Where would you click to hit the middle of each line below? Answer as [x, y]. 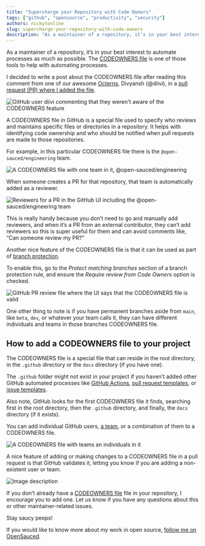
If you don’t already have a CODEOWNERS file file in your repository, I [94, 493]
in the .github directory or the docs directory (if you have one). [85, 364]
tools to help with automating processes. [57, 65]
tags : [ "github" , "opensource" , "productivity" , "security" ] [86, 18]
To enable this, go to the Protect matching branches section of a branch [97, 268]
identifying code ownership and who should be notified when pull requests [100, 133]
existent [16, 469]
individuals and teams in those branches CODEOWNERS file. [82, 324]
